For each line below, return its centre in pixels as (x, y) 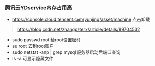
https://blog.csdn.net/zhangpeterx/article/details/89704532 (78, 30)
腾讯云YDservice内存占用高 (39, 7)
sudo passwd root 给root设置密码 (46, 40)
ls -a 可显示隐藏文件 (33, 59)
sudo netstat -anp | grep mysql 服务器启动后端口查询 (66, 52)
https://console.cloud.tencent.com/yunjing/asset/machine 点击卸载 (81, 20)
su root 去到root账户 (33, 46)
